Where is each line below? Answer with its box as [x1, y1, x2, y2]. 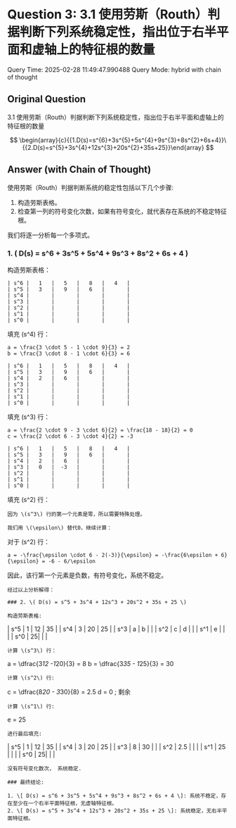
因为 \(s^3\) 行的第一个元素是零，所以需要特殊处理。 [7, 510, 146, 517]
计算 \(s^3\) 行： [7, 647, 57, 654]
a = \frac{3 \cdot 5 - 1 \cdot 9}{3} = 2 [7, 344, 131, 351]
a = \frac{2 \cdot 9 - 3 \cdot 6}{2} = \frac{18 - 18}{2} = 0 [7, 427, 193, 434]
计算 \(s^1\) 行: [7, 703, 55, 710]
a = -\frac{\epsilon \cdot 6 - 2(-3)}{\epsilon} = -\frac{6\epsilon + [7, 551, 218, 558]
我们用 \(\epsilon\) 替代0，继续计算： [7, 524, 112, 532]
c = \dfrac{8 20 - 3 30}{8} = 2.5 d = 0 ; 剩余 [7, 687, 131, 696]
